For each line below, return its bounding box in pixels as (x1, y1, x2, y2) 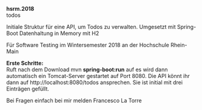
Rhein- (170, 42, 187, 48)
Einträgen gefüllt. (6, 85, 50, 92)
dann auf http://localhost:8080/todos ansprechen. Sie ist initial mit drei (6, 79, 183, 86)
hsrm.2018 (6, 5, 35, 12)
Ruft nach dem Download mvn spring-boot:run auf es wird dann (6, 66, 168, 73)
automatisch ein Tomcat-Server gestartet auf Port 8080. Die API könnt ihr (6, 73, 190, 79)
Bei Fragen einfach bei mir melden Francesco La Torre (6, 97, 143, 104)
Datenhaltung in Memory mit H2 (19, 30, 99, 37)
